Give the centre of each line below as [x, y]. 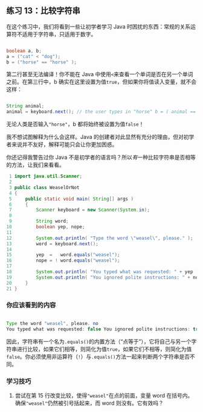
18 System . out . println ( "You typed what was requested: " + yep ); [104, 272]
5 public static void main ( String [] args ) [71, 199]
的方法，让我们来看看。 [35, 165]
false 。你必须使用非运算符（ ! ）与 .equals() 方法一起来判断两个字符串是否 [98, 356]
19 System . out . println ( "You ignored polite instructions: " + [98, 277]
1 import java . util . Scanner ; [46, 176]
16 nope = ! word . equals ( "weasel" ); [63, 261]
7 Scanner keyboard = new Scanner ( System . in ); [79, 210]
